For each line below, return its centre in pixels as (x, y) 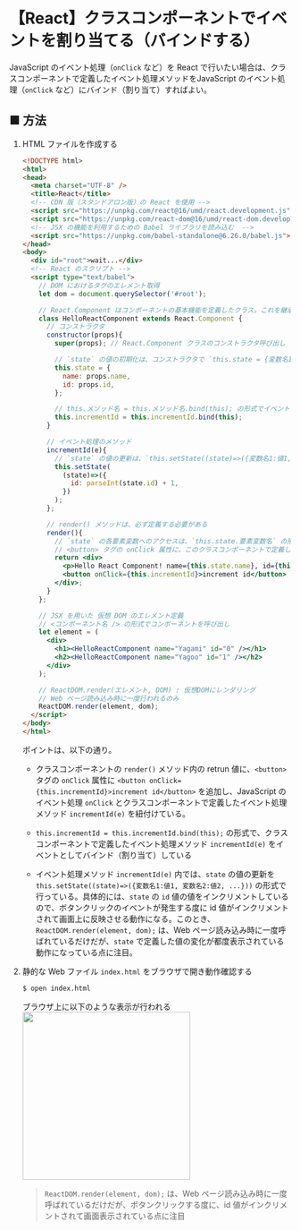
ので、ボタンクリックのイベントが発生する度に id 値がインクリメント (162, 907)
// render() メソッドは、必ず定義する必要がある (127, 525)
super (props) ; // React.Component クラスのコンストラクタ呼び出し (170, 344)
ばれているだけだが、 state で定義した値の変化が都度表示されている (160, 941)
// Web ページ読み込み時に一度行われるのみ (109, 698)
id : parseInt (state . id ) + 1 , (125, 483)
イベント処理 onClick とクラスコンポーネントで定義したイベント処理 (161, 802)
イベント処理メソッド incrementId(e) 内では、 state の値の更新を (155, 874)
